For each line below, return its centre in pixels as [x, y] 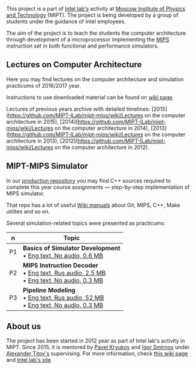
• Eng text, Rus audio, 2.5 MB [64, 273]
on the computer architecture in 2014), [102, 128]
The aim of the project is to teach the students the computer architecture [96, 33]
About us [24, 327]
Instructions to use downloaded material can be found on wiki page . [90, 97]
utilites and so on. [28, 211]
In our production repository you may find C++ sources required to [88, 180]
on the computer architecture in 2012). [102, 147]
